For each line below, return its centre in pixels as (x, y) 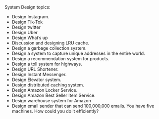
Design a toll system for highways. (47, 64)
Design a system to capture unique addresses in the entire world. (78, 53)
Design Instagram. (30, 17)
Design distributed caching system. (48, 85)
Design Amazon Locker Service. (45, 90)
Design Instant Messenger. (39, 74)
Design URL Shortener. (35, 69)
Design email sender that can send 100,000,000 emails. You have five (83, 106)
